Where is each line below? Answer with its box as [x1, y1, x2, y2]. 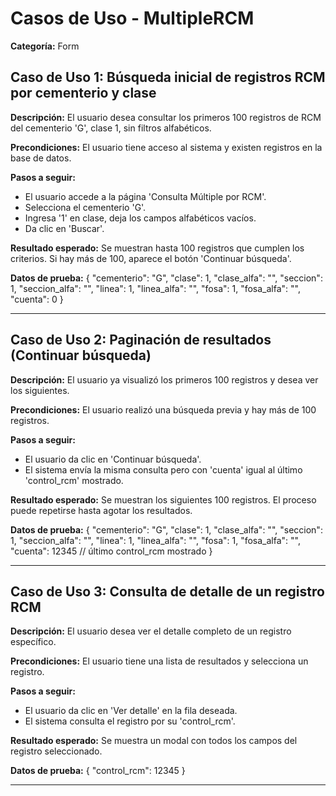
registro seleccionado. [10, 745, 103, 757]
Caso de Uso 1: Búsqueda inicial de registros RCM [10, 69, 326, 86]
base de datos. [10, 152, 72, 164]
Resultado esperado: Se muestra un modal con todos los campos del [10, 735, 298, 747]
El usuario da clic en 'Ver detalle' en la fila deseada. [24, 705, 238, 717]
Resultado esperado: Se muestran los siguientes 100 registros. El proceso [10, 493, 317, 506]
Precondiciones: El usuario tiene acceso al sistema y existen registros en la [10, 141, 323, 153]
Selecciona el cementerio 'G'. [24, 201, 147, 213]
